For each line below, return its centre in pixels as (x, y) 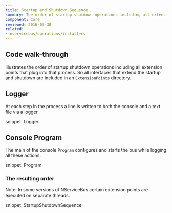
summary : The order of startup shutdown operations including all (78, 15)
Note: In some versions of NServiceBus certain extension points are (77, 189)
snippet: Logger (22, 121)
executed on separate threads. (38, 195)
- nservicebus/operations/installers (46, 34)
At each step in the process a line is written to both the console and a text (83, 106)
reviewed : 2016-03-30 (28, 24)
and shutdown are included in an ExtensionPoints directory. (68, 78)
